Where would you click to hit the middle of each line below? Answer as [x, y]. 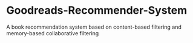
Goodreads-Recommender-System [97, 10]
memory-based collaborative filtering [53, 33]
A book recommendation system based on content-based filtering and [94, 27]
